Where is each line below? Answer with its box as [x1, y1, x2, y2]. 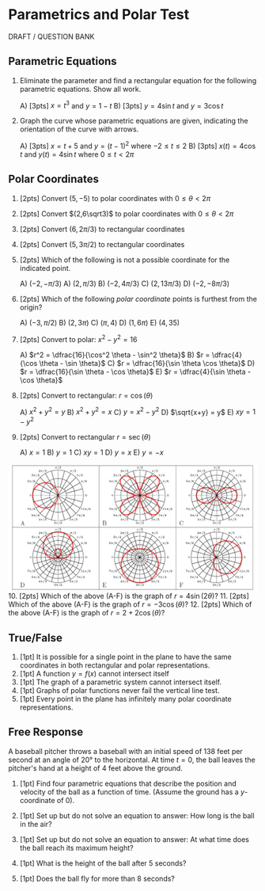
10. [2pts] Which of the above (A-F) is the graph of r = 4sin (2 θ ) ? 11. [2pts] [8, 592, 249, 601]
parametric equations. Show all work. [19, 84, 142, 93]
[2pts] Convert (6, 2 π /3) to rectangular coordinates [19, 224, 185, 234]
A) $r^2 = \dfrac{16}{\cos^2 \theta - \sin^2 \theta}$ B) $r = [19, 350, 210, 360]
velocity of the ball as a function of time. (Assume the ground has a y [19, 786, 245, 797]
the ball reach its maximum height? [19, 843, 134, 852]
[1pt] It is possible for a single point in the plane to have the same [19, 652, 232, 662]
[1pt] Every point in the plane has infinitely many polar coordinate [19, 695, 232, 704]
